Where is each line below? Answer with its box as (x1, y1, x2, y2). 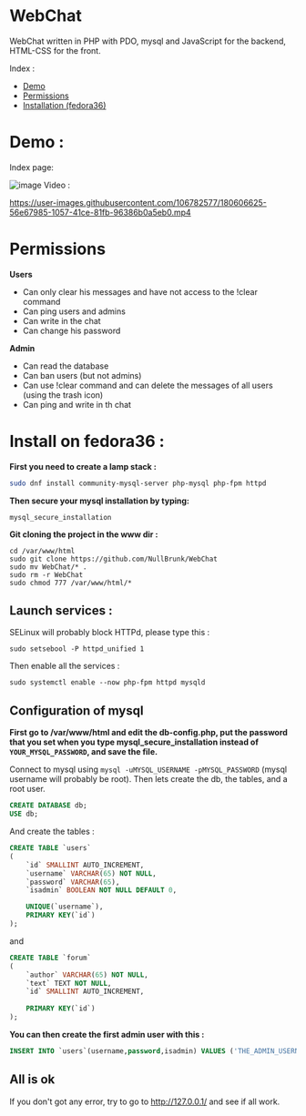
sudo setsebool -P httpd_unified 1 (9, 644, 145, 654)
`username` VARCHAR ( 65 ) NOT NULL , (25, 868, 157, 878)
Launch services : (9, 603, 113, 619)
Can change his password (22, 325, 121, 336)
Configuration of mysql (9, 703, 144, 718)
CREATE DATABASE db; (9, 801, 88, 810)
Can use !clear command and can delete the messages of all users (22, 380, 273, 391)
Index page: (9, 161, 55, 173)
